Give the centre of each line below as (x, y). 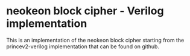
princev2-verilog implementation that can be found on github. (83, 46)
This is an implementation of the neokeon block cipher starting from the (95, 40)
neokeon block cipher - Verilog (85, 11)
